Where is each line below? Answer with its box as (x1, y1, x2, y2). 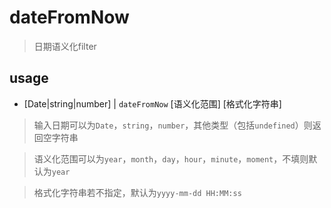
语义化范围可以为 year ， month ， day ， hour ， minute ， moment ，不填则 (33, 152, 309, 165)
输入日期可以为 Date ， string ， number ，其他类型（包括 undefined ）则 (33, 119, 313, 131)
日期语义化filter (33, 40, 97, 52)
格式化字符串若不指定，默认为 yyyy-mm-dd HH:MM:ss (33, 186, 242, 198)
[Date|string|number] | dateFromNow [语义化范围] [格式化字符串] (23, 97, 282, 110)
